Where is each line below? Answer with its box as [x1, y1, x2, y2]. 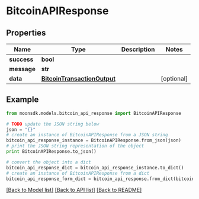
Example [6, 95, 39, 105]
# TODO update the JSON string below [6, 121, 99, 127]
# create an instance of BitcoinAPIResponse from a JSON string [6, 132, 168, 138]
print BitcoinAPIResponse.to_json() [6, 149, 97, 155]
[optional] [161, 75, 188, 82]
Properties [6, 28, 46, 38]
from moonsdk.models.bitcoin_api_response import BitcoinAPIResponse [6, 110, 182, 116]
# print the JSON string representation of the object [6, 143, 145, 149]
